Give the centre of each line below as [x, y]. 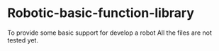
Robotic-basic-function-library [101, 13]
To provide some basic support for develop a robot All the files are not [110, 33]
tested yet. [23, 40]
